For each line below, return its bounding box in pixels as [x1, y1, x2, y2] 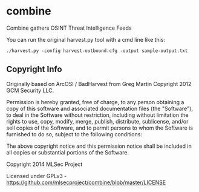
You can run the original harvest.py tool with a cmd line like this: [6, 36, 165, 43]
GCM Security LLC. [6, 87, 54, 94]
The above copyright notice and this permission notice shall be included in [6, 142, 192, 150]
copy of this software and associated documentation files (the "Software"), [6, 105, 194, 112]
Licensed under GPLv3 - [6, 172, 67, 179]
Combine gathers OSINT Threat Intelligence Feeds [6, 24, 132, 31]
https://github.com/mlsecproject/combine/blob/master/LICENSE [6, 179, 166, 186]
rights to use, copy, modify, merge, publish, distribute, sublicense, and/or [6, 118, 189, 125]
